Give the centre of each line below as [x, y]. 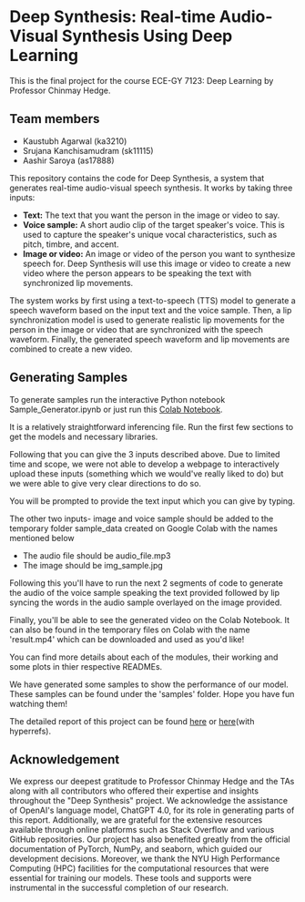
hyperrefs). [30, 731]
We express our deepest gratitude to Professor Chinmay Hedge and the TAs [152, 782]
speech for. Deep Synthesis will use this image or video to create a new [157, 263]
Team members [55, 119]
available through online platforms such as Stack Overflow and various [142, 830]
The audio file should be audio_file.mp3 [97, 555]
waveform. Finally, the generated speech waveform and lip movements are [149, 339]
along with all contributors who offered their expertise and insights [134, 791]
